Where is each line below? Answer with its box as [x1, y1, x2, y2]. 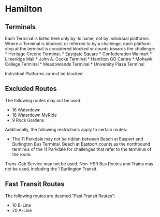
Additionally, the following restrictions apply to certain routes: [5, 126, 127, 132]
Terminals [5, 23, 36, 31]
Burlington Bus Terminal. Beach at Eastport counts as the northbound [12, 141, 151, 147]
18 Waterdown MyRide [12, 112, 57, 118]
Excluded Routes [5, 85, 57, 93]
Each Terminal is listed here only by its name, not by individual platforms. [5, 35, 150, 41]
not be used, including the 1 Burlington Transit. [5, 166, 98, 171]
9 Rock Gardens [12, 117, 44, 123]
